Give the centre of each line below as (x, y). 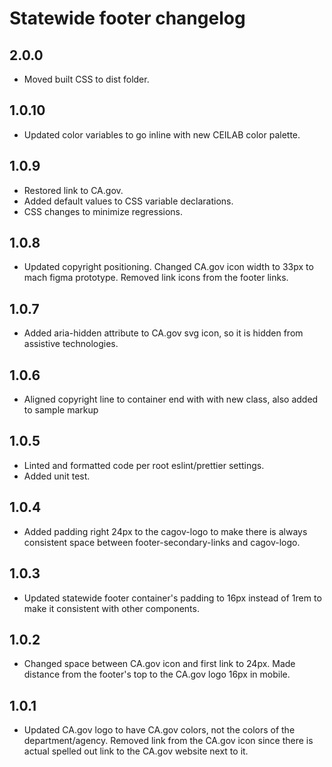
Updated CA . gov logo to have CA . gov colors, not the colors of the (159, 730)
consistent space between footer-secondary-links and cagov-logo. (162, 542)
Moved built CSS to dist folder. (86, 79)
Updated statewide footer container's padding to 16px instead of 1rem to (172, 598)
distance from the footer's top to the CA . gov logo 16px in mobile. (157, 674)
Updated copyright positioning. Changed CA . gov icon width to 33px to (168, 267)
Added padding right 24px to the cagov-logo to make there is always (165, 531)
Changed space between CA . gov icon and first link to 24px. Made (159, 664)
